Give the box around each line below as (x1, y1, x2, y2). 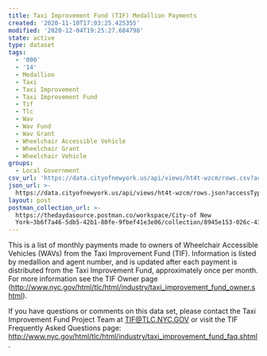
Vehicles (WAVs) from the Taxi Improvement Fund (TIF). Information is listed (8, 249, 257, 258)
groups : (8, 160, 34, 168)
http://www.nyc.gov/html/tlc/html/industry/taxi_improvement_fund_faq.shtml (8, 331, 258, 342)
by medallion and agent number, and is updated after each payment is (8, 257, 238, 267)
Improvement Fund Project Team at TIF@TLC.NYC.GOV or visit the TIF (8, 315, 238, 324)
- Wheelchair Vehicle (15, 152, 87, 160)
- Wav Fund (15, 122, 52, 130)
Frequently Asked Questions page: (8, 323, 122, 333)
